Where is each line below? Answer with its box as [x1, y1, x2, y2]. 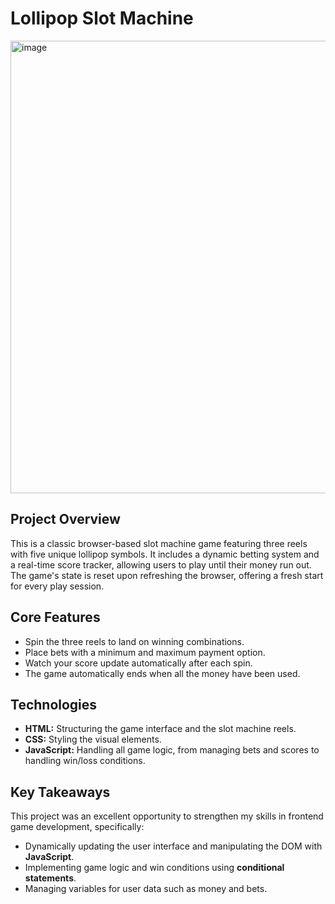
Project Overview [10, 511, 121, 528]
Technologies [10, 696, 98, 713]
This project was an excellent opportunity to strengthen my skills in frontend [10, 810, 324, 822]
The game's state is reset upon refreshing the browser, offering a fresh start [10, 569, 324, 581]
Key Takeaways [10, 783, 111, 801]
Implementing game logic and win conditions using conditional [24, 862, 285, 874]
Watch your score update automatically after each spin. [24, 657, 253, 669]
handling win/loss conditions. [24, 755, 146, 767]
